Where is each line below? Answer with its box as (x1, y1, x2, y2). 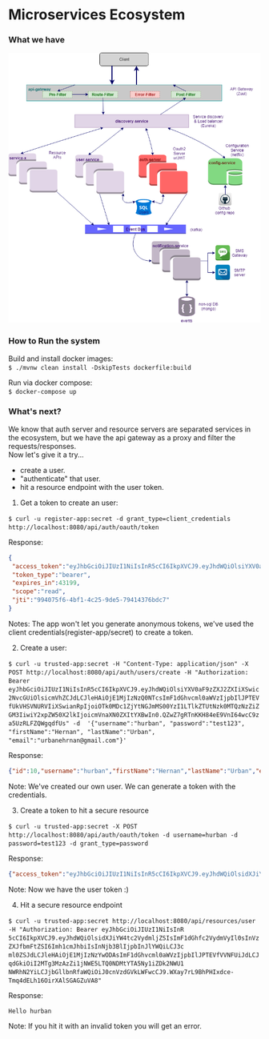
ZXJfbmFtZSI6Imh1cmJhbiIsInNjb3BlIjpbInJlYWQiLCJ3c (8, 942, 184, 950)
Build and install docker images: (8, 354, 114, 363)
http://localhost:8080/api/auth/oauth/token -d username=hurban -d (8, 831, 239, 839)
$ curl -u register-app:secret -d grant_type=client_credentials (8, 515, 231, 523)
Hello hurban (8, 1007, 52, 1015)
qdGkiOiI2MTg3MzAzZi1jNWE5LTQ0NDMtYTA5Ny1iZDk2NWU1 (8, 959, 184, 968)
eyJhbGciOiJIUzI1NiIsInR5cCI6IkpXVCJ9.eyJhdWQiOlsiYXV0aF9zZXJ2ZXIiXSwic (8, 685, 260, 693)
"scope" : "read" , (11, 588, 66, 596)
